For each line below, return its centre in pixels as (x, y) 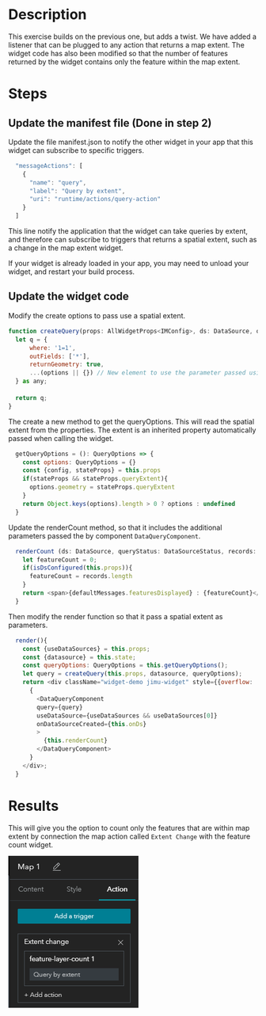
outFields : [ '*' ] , (59, 356)
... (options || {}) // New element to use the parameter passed (137, 373)
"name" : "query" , (58, 183)
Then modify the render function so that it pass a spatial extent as (116, 616)
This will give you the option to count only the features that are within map (129, 828)
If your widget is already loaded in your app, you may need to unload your (129, 264)
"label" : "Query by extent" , (77, 191)
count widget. (31, 844)
